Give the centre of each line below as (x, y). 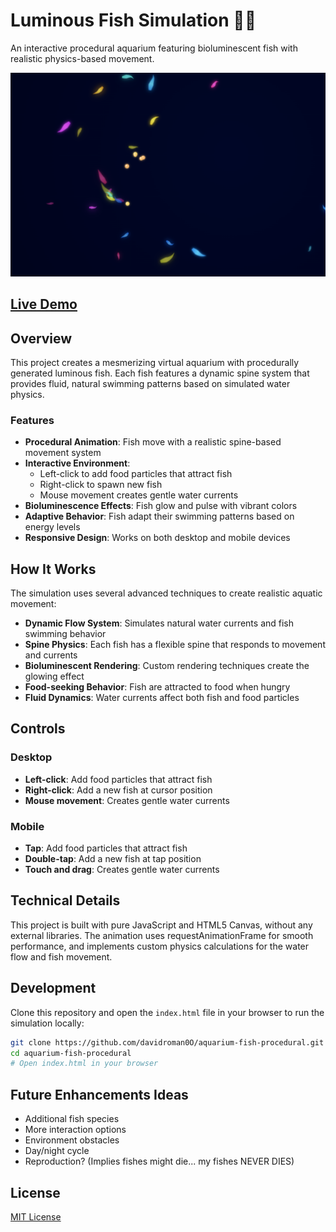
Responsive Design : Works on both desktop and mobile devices (157, 538)
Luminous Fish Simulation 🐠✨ (133, 20)
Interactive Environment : (77, 463)
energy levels (52, 527)
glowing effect (54, 676)
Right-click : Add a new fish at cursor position (118, 790)
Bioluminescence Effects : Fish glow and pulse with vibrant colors (161, 506)
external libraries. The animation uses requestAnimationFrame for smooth (162, 935)
